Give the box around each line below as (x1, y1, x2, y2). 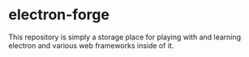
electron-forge (8, 6, 109, 24)
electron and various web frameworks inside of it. (8, 40, 174, 50)
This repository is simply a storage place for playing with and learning (8, 32, 242, 42)
